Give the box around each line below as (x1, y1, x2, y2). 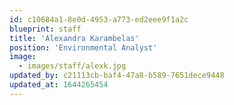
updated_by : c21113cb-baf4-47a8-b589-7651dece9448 (9, 71, 225, 81)
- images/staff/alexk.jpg (18, 61, 127, 71)
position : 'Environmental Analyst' (9, 42, 158, 53)
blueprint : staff (9, 24, 82, 34)
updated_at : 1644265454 (9, 80, 109, 90)
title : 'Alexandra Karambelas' (9, 33, 140, 43)
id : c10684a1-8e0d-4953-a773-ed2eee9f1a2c (9, 14, 189, 25)
